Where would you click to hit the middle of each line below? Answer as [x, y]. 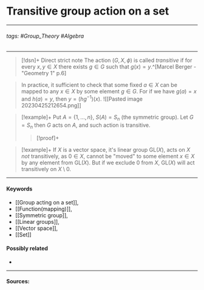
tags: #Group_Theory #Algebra [45, 36]
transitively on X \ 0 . [46, 169]
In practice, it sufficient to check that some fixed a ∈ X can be [99, 85]
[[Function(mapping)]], [43, 209]
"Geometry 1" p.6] [44, 73]
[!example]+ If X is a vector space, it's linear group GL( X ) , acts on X [106, 150]
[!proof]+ [48, 138]
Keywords [19, 189]
